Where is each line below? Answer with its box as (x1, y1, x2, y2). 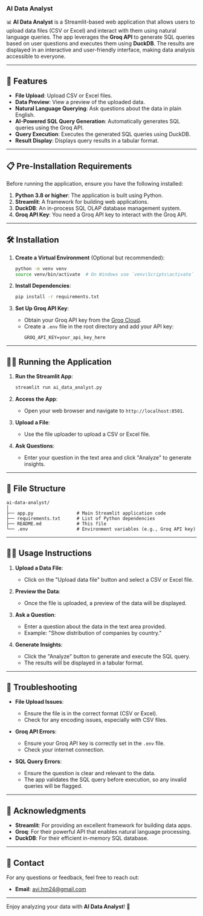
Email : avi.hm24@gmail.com (14, 886, 86, 893)
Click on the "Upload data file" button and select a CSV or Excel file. (24, 576, 194, 583)
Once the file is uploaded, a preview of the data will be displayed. (24, 599, 187, 606)
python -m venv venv (14, 265, 67, 271)
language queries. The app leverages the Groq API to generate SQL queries (6, 33, 195, 41)
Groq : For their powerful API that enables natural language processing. (14, 828, 192, 836)
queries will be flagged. (24, 782, 83, 790)
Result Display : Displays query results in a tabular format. (14, 137, 159, 145)
